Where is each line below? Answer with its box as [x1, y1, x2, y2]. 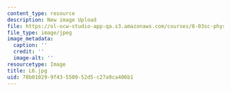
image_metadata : [7, 36, 54, 42]
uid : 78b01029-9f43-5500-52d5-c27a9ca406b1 [7, 73, 134, 81]
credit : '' [13, 49, 45, 55]
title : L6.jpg [7, 67, 48, 74]
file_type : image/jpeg [7, 29, 72, 36]
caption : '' [13, 42, 48, 49]
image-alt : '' [13, 55, 54, 62]
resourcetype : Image [7, 61, 67, 68]
